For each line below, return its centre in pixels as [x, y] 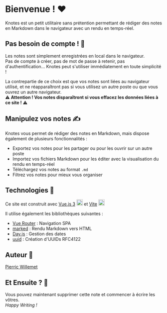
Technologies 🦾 [30, 190]
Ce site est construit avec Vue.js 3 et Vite [51, 204]
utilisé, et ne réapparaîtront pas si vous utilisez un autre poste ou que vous [82, 87]
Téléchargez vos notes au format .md [50, 169]
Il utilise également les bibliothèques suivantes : [54, 214]
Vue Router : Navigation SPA [42, 223]
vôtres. [12, 300]
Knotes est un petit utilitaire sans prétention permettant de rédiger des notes [83, 23]
